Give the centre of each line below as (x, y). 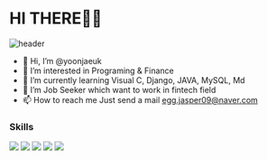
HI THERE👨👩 (56, 19)
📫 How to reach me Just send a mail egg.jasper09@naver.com (140, 99)
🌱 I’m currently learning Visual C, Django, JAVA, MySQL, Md (133, 80)
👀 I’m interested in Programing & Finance (98, 71)
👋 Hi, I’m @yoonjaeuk (62, 61)
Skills (22, 127)
